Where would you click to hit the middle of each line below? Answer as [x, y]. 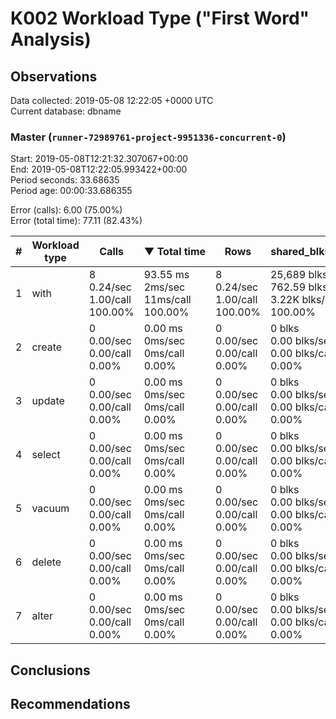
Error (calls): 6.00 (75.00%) [66, 210]
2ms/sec [164, 287]
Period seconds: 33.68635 [65, 180]
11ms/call [167, 300]
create [47, 347]
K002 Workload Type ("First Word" [160, 18]
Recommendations [70, 704]
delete [46, 562]
